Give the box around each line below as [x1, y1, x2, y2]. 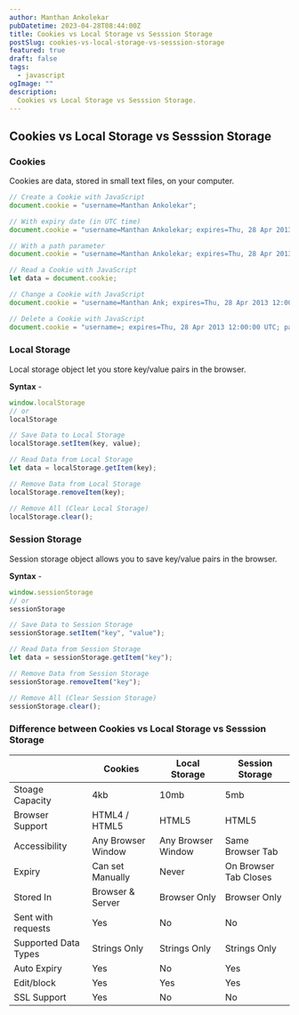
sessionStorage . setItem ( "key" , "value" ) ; [9, 629, 166, 638]
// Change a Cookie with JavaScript [9, 290, 145, 299]
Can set [92, 859, 125, 872]
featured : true [9, 46, 66, 55]
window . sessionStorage [9, 588, 93, 597]
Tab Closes [225, 871, 272, 883]
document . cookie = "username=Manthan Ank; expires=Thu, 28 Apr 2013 [9, 298, 269, 307]
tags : [9, 63, 29, 72]
